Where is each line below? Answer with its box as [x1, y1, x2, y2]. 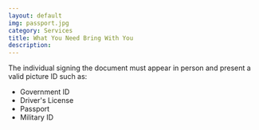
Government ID [19, 87, 70, 97]
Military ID [19, 112, 54, 122]
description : [8, 41, 52, 49]
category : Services [8, 26, 73, 34]
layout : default [8, 11, 62, 20]
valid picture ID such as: [8, 72, 88, 81]
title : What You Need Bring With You [8, 33, 134, 42]
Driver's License [19, 96, 74, 105]
